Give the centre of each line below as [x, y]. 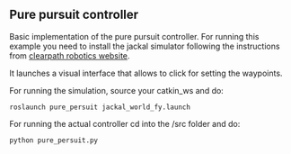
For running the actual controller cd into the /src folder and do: [125, 123]
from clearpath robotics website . [70, 55]
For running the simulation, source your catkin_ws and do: [117, 90]
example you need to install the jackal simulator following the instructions [145, 46]
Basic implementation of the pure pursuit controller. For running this [134, 36]
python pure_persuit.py [54, 140]
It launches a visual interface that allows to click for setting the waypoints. [146, 73]
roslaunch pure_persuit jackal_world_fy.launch [100, 107]
